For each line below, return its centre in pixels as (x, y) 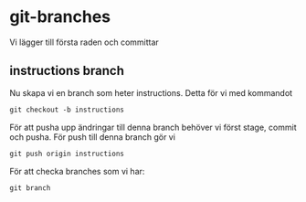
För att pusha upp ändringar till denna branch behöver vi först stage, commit (153, 127)
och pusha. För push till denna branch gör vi (93, 137)
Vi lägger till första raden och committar (84, 42)
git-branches (60, 17)
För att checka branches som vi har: (77, 171)
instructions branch (67, 71)
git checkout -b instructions (67, 110)
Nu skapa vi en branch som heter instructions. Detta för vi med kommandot (151, 92)
